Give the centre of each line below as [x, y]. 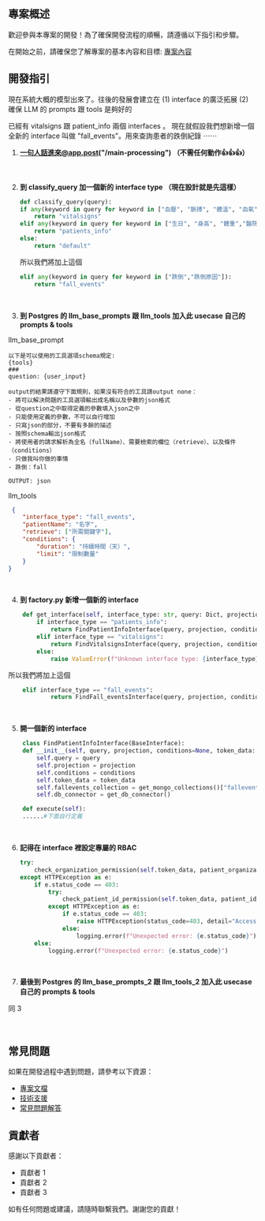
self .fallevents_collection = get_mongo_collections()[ [130, 787]
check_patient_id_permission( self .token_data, [140, 899]
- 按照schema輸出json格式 [47, 433]
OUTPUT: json [30, 481]
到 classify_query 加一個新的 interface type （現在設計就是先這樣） [130, 187]
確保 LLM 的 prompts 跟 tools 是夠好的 [70, 109]
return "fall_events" [69, 284]
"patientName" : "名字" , [60, 525]
